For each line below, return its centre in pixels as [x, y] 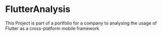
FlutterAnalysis [38, 9]
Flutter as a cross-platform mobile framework [52, 28]
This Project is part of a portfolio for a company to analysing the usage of [81, 23]
